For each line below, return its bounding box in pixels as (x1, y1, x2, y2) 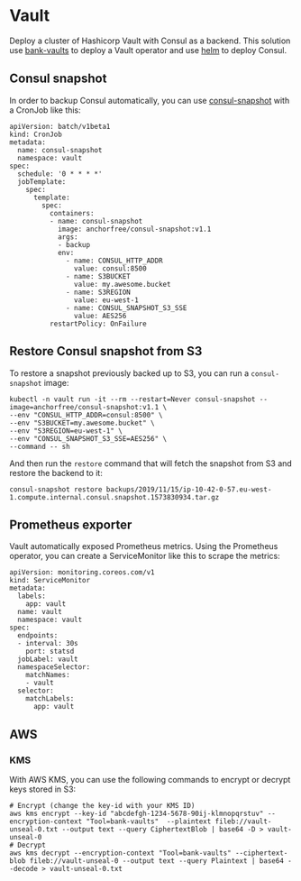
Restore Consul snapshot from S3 (9, 344, 203, 359)
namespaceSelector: (17, 663, 91, 672)
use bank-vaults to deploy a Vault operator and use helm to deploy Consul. (9, 44, 287, 55)
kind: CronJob (9, 130, 63, 139)
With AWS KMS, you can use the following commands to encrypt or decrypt (9, 775, 291, 785)
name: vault (17, 608, 63, 617)
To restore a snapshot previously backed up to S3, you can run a (9, 367, 250, 379)
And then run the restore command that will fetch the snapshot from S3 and (9, 457, 293, 469)
